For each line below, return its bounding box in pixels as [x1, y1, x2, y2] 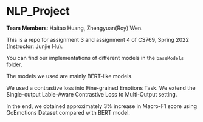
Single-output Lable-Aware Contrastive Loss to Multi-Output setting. [6, 90, 177, 98]
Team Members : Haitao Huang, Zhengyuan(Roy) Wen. [6, 24, 143, 32]
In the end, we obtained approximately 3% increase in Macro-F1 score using [6, 102, 198, 110]
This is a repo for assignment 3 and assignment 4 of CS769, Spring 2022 [6, 36, 190, 43]
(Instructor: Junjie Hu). [6, 42, 63, 50]
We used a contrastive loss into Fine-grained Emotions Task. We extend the [6, 84, 196, 92]
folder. [6, 61, 22, 68]
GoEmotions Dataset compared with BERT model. [6, 109, 131, 116]
